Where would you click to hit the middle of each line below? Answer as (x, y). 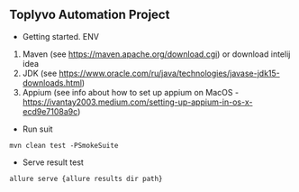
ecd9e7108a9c (50, 111)
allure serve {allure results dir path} (86, 178)
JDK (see (40, 73)
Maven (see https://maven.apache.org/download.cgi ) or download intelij (156, 54)
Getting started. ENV (60, 36)
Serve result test (53, 162)
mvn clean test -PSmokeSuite (64, 145)
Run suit (37, 129)
